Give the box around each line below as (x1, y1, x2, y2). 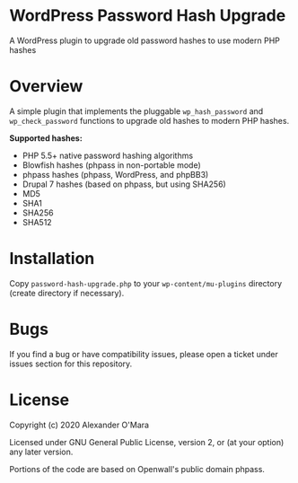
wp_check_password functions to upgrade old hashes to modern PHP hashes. (9, 115, 290, 126)
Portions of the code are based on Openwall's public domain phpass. (9, 463, 265, 474)
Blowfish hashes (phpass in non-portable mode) (22, 159, 202, 171)
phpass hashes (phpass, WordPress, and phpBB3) (22, 169, 209, 180)
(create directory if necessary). (9, 287, 125, 298)
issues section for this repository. (9, 358, 133, 369)
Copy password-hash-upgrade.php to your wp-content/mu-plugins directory (9, 277, 283, 288)
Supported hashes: (9, 132, 83, 144)
